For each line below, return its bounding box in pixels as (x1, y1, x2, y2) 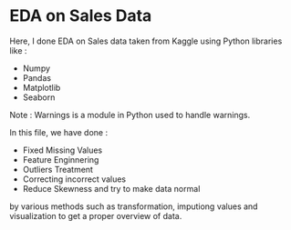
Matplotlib (22, 82, 61, 93)
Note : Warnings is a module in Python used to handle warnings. (9, 109, 251, 120)
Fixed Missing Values (22, 145, 103, 155)
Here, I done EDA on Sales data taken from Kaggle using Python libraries (9, 35, 283, 46)
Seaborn (22, 92, 56, 103)
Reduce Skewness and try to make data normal (22, 183, 201, 194)
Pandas (22, 72, 52, 83)
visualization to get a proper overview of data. (9, 210, 182, 221)
